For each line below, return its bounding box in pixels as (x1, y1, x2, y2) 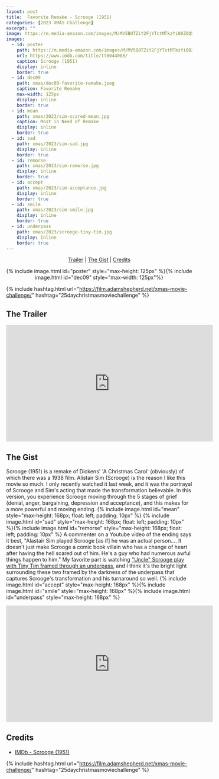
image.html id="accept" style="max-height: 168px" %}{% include (6, 581, 166, 588)
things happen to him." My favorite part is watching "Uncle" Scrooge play (6, 556, 185, 563)
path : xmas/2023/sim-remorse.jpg (17, 163, 99, 169)
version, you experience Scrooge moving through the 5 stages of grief (6, 493, 177, 500)
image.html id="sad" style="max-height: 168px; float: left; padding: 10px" (6, 518, 184, 525)
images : (6, 36, 25, 42)
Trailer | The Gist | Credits (67, 256, 131, 264)
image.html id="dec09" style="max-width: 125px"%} (35, 274, 164, 281)
